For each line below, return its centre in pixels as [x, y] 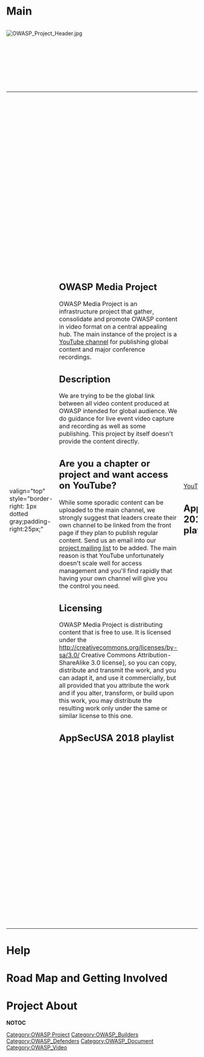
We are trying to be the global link [107, 396]
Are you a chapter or [104, 464]
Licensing [80, 608]
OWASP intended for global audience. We [118, 411]
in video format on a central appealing [113, 326]
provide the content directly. [99, 442]
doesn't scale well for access [100, 563]
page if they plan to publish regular [108, 533]
